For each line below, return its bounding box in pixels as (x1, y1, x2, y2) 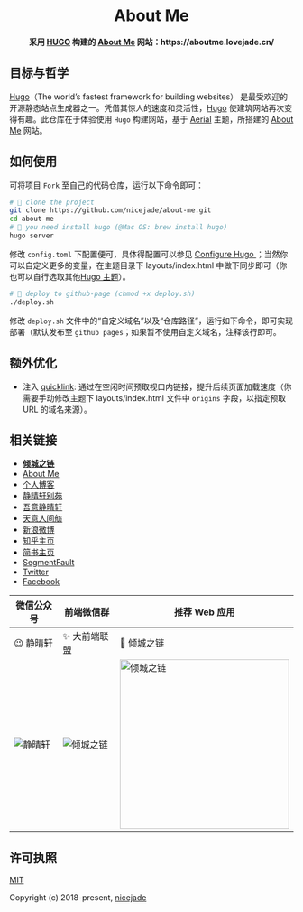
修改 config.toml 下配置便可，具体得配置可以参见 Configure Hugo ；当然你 (9, 248, 289, 259)
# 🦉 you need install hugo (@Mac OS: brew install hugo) (9, 223, 228, 232)
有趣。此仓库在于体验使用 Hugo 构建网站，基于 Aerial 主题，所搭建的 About (16, 114, 294, 125)
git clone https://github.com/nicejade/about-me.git (9, 206, 212, 215)
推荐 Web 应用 (173, 606, 235, 619)
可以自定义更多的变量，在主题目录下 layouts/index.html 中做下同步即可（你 (9, 259, 288, 271)
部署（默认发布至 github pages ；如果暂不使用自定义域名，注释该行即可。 (9, 326, 281, 337)
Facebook (22, 576, 60, 587)
